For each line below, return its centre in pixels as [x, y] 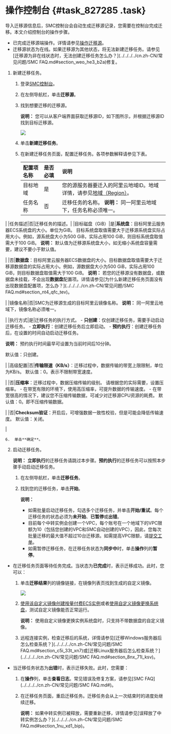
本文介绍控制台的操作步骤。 [43, 32]
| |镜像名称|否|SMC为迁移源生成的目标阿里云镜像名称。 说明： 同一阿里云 [82, 303]
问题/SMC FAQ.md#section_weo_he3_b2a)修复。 [68, 62]
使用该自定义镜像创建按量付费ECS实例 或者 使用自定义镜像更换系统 [89, 603]
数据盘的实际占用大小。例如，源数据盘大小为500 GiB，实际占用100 [84, 266]
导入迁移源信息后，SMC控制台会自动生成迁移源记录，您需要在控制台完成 [82, 26]
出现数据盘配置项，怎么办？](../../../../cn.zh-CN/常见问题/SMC [70, 285]
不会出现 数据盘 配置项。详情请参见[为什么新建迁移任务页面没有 [97, 279]
